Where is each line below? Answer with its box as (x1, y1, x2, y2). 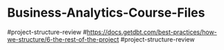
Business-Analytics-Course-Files (7, 5, 205, 21)
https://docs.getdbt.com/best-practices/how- (86, 28, 217, 36)
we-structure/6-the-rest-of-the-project (7, 35, 119, 43)
